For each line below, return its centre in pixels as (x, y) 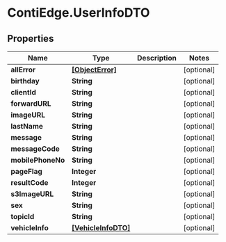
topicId (23, 217)
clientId (24, 92)
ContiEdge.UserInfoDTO (79, 13)
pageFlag (27, 171)
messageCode (35, 149)
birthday (25, 81)
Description (157, 58)
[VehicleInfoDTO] (101, 228)
